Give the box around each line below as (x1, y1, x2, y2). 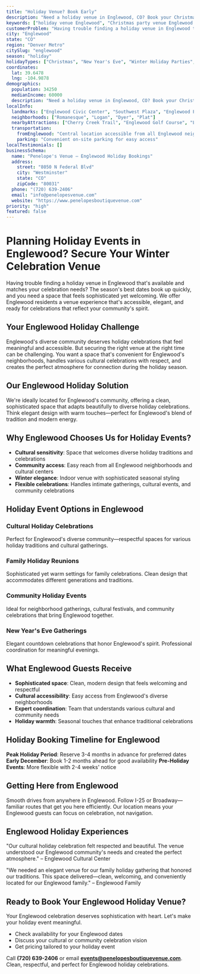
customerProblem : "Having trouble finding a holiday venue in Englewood (6, 25, 190, 32)
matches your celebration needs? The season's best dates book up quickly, (6, 286, 192, 293)
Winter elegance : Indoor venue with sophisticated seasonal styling (14, 474, 180, 481)
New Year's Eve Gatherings (6, 626, 87, 635)
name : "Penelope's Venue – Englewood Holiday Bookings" (11, 153, 153, 159)
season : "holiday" (6, 53, 52, 59)
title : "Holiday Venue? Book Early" (6, 8, 97, 15)
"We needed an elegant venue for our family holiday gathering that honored (6, 867, 192, 874)
